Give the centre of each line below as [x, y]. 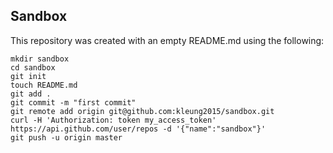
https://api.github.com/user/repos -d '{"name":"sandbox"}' [138, 129]
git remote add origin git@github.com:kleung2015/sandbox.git [142, 111]
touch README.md [44, 85]
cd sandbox [33, 67]
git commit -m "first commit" [73, 102]
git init [28, 76]
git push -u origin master [66, 137]
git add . [31, 94]
